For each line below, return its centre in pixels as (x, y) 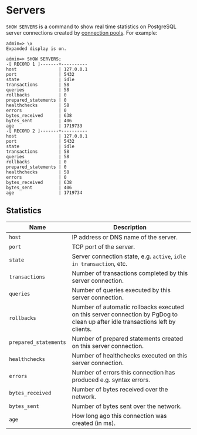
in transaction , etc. (100, 263)
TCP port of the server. (103, 246)
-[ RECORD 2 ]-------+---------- (47, 131)
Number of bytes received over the (120, 389)
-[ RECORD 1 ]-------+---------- (47, 64)
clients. (82, 329)
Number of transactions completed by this (130, 273)
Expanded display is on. (36, 48)
